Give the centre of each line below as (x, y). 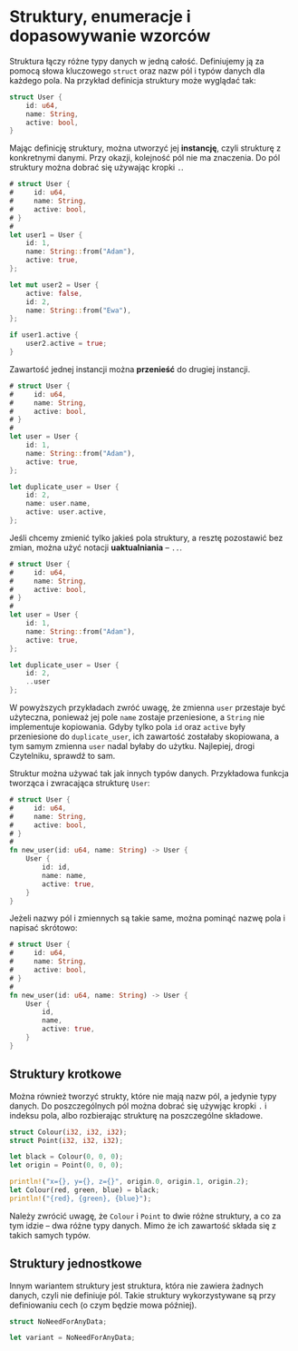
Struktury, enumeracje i (101, 17)
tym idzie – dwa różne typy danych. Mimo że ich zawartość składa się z (143, 1225)
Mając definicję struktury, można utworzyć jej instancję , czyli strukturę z (145, 148)
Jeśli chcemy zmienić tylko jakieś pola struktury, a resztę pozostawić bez (146, 537)
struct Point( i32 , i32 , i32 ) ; (67, 1140)
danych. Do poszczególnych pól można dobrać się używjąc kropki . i (138, 1106)
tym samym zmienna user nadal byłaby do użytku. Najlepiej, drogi (132, 746)
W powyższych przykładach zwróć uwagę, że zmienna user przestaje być (148, 708)
